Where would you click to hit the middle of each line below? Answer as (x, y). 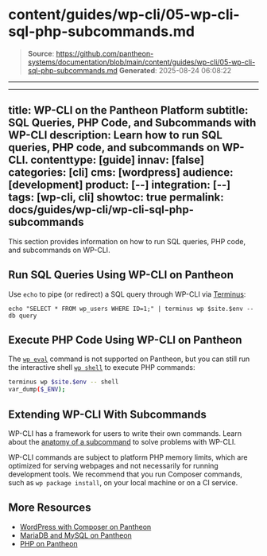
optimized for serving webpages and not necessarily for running (113, 465)
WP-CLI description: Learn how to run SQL (115, 136)
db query (23, 316)
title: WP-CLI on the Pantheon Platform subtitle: (128, 110)
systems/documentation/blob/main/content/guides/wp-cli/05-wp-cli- (141, 62)
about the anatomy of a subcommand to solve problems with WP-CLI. (122, 441)
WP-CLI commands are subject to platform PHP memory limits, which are (128, 457)
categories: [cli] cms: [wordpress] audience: (121, 173)
